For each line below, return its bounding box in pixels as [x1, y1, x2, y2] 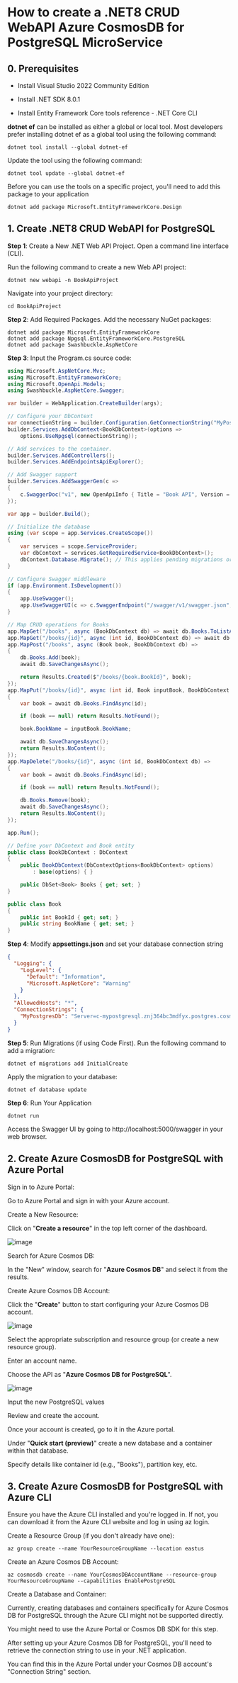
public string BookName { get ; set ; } [20, 921, 135, 928]
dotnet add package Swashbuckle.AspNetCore [7, 341, 138, 348]
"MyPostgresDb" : [20, 1013, 69, 1020]
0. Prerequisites [7, 62, 79, 74]
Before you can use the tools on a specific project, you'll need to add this [7, 182, 221, 191]
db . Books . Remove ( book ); [20, 797, 91, 804]
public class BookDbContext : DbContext [7, 848, 129, 856]
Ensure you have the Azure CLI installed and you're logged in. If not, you [7, 1510, 218, 1519]
